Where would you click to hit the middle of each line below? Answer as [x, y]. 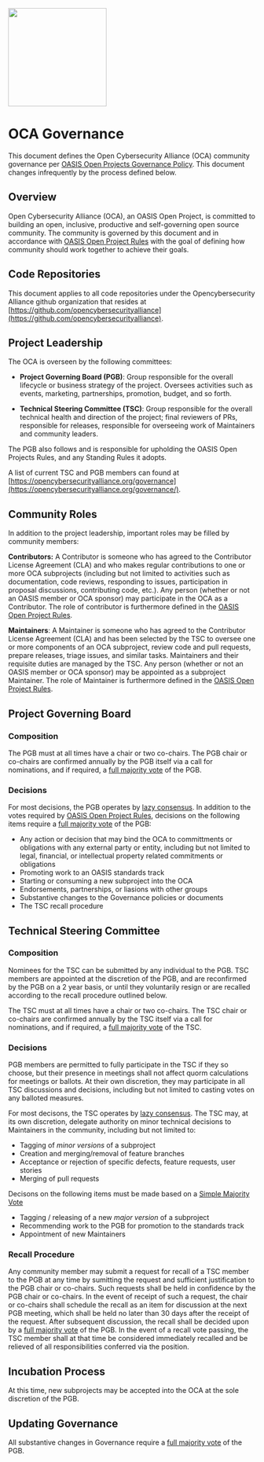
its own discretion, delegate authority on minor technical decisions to [120, 1122]
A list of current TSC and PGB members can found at [93, 473]
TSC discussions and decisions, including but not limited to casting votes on [132, 1090]
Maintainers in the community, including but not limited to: [102, 1130]
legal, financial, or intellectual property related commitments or [121, 856]
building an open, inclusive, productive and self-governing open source [124, 224]
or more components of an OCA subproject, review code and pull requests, [130, 647]
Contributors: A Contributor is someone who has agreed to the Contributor [130, 557]
